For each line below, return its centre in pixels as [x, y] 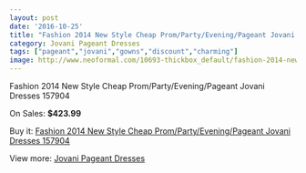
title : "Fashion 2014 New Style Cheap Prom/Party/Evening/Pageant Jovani [153, 35]
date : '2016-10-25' [46, 26]
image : [22, 60]
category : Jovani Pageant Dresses [75, 43]
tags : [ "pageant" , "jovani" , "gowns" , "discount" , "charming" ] [124, 52]
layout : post [34, 18]
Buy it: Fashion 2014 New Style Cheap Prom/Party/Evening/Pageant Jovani [150, 131]
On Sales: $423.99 [46, 113]
